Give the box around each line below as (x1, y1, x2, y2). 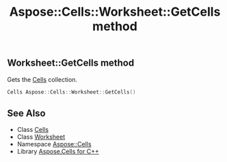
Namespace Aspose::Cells (16, 140, 92, 148)
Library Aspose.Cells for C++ (16, 148, 99, 156)
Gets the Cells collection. (7, 75, 77, 83)
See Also (7, 107, 46, 119)
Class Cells (16, 126, 49, 134)
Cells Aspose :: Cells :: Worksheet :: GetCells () (7, 88, 136, 96)
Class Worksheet (16, 133, 66, 141)
